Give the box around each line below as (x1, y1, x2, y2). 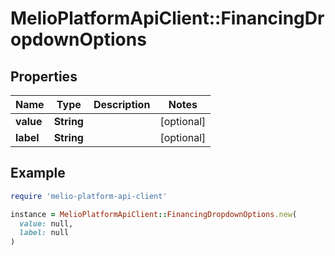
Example (10, 165, 66, 182)
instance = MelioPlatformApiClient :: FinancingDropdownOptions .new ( (10, 209, 298, 219)
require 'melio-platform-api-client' (10, 191, 168, 201)
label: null (19, 228, 70, 238)
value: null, (19, 218, 74, 229)
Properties (10, 68, 78, 85)
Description (93, 98, 151, 111)
